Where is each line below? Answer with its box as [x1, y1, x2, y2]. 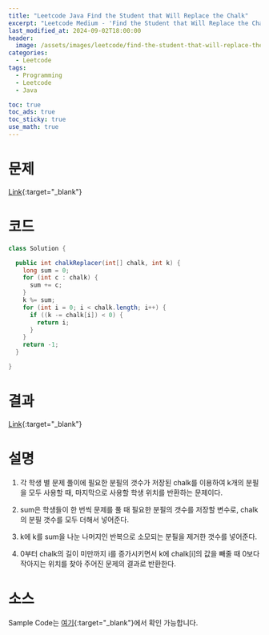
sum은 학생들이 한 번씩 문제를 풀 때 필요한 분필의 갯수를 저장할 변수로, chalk [19, 504, 259, 514]
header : [8, 34, 34, 42]
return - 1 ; [22, 341, 59, 349]
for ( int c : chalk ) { [22, 274, 98, 282]
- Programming [15, 71, 62, 79]
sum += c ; [29, 281, 62, 289]
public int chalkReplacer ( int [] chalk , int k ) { [15, 259, 181, 267]
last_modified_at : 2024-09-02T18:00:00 [8, 26, 142, 34]
